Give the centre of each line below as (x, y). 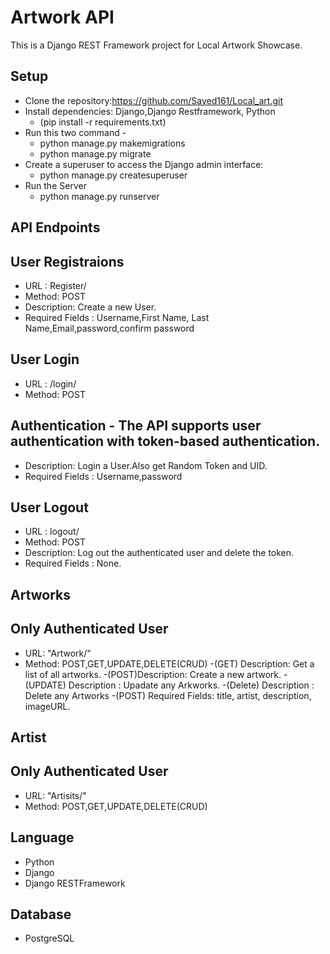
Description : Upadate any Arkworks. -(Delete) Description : (191, 685)
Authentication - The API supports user (136, 426)
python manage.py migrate (95, 153)
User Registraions (67, 261)
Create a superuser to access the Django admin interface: (144, 164)
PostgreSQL (49, 938)
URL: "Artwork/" (58, 653)
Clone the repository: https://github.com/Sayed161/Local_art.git (153, 100)
